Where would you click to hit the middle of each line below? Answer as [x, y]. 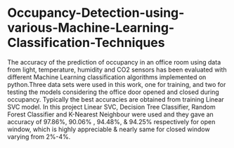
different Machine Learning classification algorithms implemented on [107, 77]
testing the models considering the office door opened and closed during [113, 92]
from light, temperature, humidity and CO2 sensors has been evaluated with [117, 69]
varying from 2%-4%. [39, 136]
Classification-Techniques [86, 43]
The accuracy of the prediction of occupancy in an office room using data [114, 62]
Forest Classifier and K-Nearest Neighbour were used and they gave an [111, 114]
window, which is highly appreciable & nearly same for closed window [109, 129]
